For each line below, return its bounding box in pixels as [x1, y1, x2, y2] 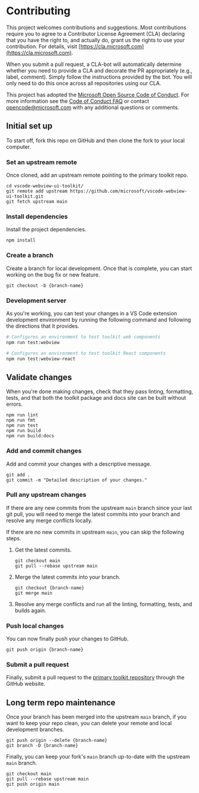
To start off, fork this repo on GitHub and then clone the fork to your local [6, 137, 185, 144]
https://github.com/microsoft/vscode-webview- [70, 189, 187, 195]
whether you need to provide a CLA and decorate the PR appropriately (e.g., [6, 67, 193, 74]
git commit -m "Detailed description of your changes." [6, 477, 147, 483]
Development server [6, 296, 67, 305]
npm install [6, 237, 36, 243]
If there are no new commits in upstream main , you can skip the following [6, 528, 184, 535]
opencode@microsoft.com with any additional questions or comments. [6, 104, 179, 111]
